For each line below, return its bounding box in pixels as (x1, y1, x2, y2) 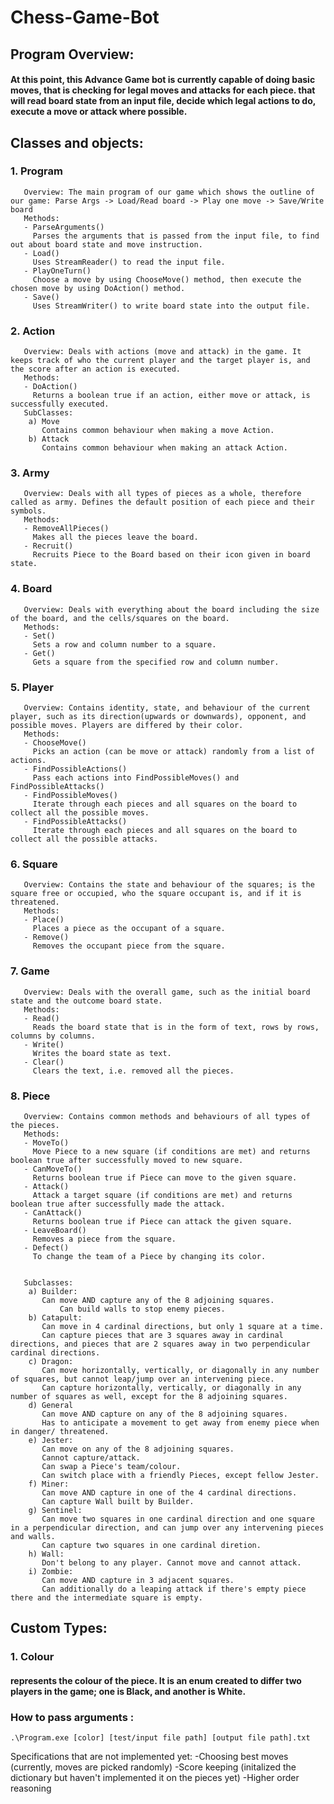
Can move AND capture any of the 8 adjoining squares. (41, 1295, 275, 1305)
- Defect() (23, 1242, 70, 1253)
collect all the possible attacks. (10, 834, 159, 845)
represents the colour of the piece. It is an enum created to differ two (10, 1674, 302, 1686)
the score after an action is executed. (10, 364, 182, 375)
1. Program (10, 164, 63, 178)
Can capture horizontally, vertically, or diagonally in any (41, 1382, 302, 1393)
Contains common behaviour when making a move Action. (41, 426, 275, 436)
